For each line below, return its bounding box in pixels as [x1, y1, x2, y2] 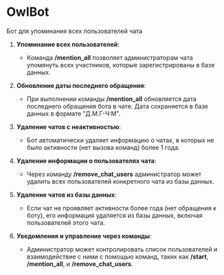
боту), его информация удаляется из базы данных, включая [26, 211, 203, 219]
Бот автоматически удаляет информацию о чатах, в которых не [26, 135, 214, 144]
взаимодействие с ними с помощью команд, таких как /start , [26, 252, 209, 261]
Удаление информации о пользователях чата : [16, 156, 157, 165]
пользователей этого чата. [26, 218, 106, 227]
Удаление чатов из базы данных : [16, 190, 117, 199]
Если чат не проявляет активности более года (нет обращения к [26, 203, 217, 212]
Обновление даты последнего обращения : [16, 81, 146, 89]
